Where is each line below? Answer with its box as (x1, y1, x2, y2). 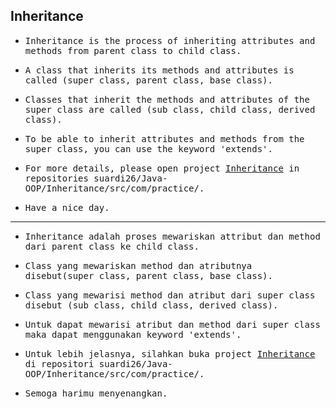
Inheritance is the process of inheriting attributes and (24, 35, 316, 46)
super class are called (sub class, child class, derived (24, 104, 316, 115)
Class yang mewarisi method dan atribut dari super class (24, 289, 316, 301)
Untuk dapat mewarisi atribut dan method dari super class (24, 319, 321, 330)
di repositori (24, 358, 95, 369)
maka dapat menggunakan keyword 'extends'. (24, 329, 242, 340)
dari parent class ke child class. (24, 240, 200, 252)
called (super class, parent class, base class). (24, 74, 273, 86)
